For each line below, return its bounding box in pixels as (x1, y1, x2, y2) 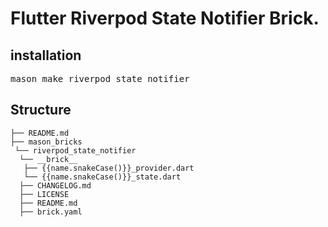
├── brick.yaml (19, 207, 83, 217)
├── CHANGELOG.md (19, 180, 92, 191)
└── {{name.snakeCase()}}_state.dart (23, 172, 182, 182)
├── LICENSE (19, 189, 70, 199)
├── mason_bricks (10, 137, 83, 147)
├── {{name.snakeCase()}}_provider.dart (23, 163, 195, 173)
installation (10, 47, 82, 64)
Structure (10, 102, 72, 119)
